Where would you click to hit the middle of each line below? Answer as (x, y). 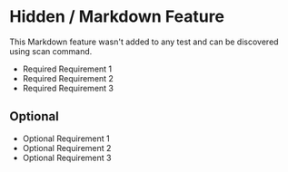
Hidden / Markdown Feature (117, 17)
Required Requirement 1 (67, 69)
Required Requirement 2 (68, 78)
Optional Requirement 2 (67, 148)
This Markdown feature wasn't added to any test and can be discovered (144, 42)
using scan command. (51, 51)
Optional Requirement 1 (66, 139)
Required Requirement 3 (68, 88)
